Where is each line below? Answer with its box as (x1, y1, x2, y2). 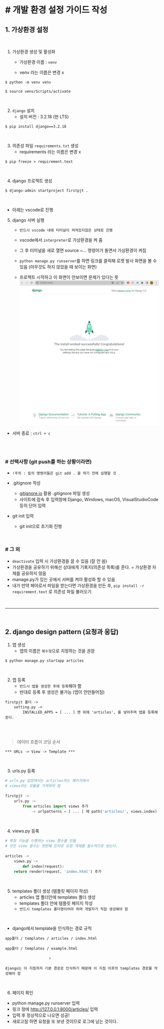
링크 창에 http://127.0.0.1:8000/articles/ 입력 (12, 1006, 98, 1012)
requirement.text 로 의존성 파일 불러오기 (12, 588, 92, 594)
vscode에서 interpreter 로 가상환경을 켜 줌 (19, 237, 103, 243)
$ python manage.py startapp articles (5, 658, 84, 663)
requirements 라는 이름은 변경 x (19, 149, 82, 154)
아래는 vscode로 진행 (12, 207, 54, 212)
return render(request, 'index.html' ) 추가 (14, 869, 102, 874)
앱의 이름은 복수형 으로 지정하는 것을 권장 (19, 648, 95, 653)
